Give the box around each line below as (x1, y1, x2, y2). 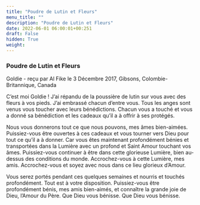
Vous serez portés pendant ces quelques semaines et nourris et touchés (6, 173, 185, 181)
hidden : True (6, 36, 39, 42)
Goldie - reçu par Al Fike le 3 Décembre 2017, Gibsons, (6, 75, 141, 82)
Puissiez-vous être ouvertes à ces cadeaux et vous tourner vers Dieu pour (6, 130, 189, 137)
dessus (6, 156, 24, 163)
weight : (6, 42, 26, 48)
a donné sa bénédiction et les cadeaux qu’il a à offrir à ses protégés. (6, 112, 175, 119)
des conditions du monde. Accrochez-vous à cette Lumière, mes (25, 156, 185, 163)
